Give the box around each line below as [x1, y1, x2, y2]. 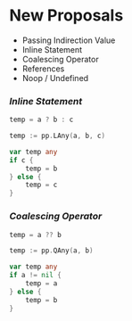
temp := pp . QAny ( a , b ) [9, 246, 94, 255]
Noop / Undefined [21, 72, 89, 83]
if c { [9, 155, 34, 165]
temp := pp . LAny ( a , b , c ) [9, 131, 105, 141]
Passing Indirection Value [21, 35, 116, 45]
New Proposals [9, 5, 124, 26]
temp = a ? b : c [9, 115, 74, 125]
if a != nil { [9, 271, 62, 280]
